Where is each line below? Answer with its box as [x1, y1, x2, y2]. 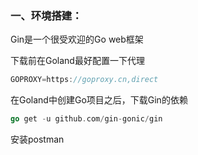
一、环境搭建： [10, 8, 83, 22]
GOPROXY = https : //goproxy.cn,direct [10, 75, 159, 85]
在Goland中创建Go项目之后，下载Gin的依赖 [10, 94, 188, 106]
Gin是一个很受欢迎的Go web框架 [10, 33, 144, 46]
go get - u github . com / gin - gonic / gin [10, 114, 163, 124]
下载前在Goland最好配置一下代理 [10, 55, 145, 67]
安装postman [10, 133, 65, 146]
